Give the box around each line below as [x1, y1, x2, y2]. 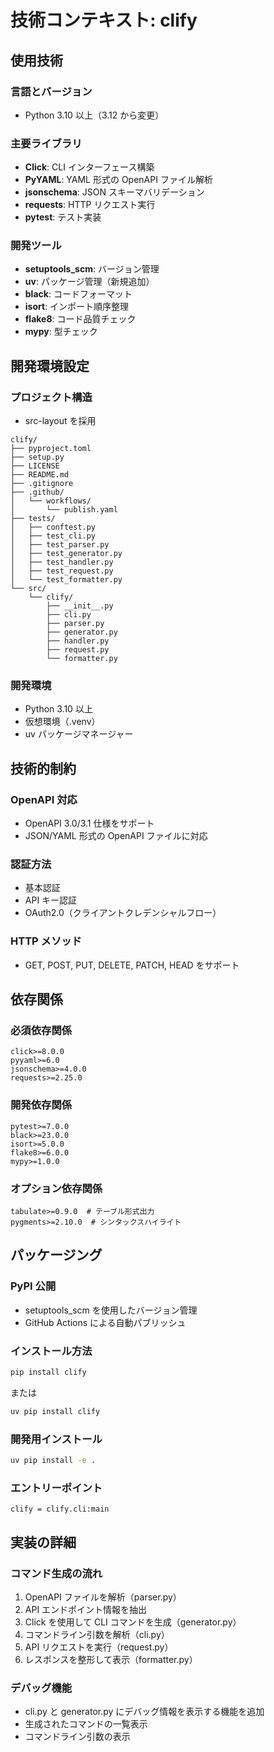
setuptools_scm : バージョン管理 [24, 263, 160, 275]
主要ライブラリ [10, 136, 83, 150]
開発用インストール [10, 1432, 103, 1446]
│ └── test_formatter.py [10, 575, 123, 585]
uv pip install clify [10, 1406, 101, 1416]
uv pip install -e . [10, 1456, 97, 1466]
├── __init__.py [46, 601, 114, 611]
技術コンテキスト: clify [10, 9, 198, 32]
